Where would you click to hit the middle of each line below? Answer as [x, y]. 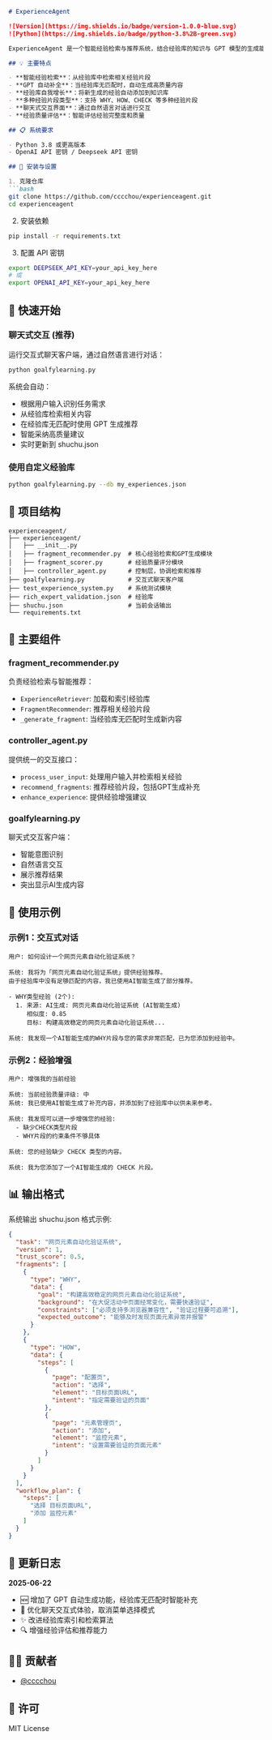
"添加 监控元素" [53, 1513]
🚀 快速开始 [34, 310]
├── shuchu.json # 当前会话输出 [90, 605]
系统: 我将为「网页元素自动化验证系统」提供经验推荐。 [87, 972]
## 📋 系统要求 [31, 130]
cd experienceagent [41, 204]
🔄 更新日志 [34, 1564]
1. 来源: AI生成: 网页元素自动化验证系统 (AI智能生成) [98, 1005]
